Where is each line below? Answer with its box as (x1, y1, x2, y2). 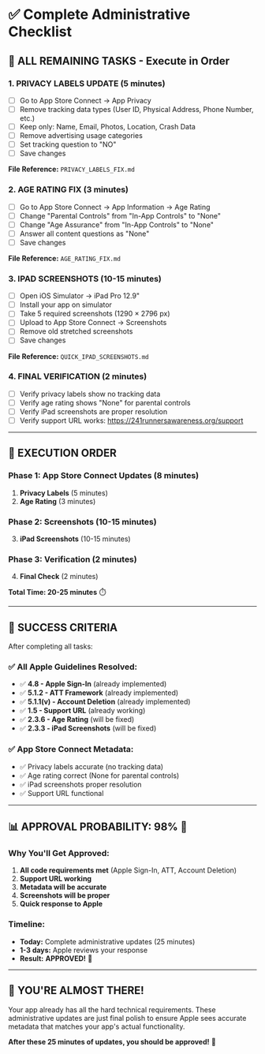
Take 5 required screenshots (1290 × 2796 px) (19, 309, 170, 319)
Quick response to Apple (19, 899, 103, 909)
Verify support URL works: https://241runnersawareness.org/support (19, 416, 244, 425)
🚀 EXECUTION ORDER (8, 447, 117, 460)
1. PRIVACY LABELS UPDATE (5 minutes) (8, 77, 166, 88)
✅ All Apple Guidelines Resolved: (8, 661, 138, 672)
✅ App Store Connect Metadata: (8, 744, 134, 755)
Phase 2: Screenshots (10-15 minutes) (8, 516, 157, 527)
